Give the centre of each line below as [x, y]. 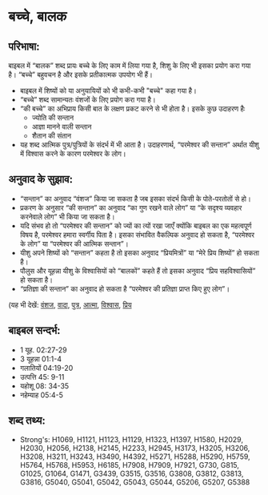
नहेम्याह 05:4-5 [42, 395]
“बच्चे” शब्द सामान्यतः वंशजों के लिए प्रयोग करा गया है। [88, 100]
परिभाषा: [24, 46]
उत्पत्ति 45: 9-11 [42, 376]
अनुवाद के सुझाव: [41, 179]
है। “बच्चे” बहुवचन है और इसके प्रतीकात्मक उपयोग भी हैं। [81, 74]
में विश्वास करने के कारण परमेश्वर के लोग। [73, 154]
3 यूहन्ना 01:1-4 [41, 359]
